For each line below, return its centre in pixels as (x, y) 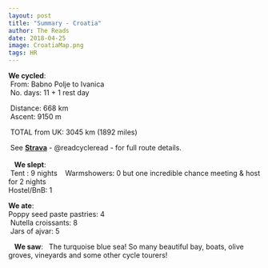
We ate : (21, 206)
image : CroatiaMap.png (46, 46)
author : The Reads (39, 30)
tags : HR (23, 53)
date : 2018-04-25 (37, 38)
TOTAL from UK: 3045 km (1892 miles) (74, 132)
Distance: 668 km (39, 108)
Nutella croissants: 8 (44, 222)
